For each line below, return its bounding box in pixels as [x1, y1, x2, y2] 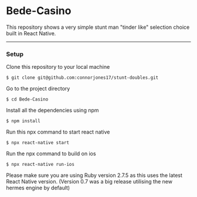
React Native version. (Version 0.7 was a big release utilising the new [6, 178, 173, 185]
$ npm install [6, 118, 41, 124]
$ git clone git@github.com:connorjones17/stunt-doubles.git [6, 75, 159, 81]
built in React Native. [6, 29, 56, 36]
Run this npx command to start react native [6, 128, 110, 136]
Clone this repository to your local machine [6, 64, 110, 71]
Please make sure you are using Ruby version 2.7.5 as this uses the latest [6, 172, 183, 179]
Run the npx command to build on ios [6, 150, 96, 157]
